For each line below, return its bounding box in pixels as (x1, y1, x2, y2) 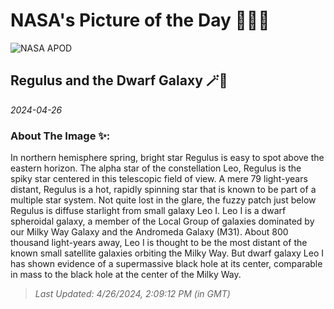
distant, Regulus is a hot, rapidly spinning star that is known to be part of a (10, 184, 317, 196)
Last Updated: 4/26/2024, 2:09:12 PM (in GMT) (34, 288, 231, 300)
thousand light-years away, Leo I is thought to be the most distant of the (10, 237, 308, 249)
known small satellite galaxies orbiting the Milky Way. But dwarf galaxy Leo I (10, 247, 325, 259)
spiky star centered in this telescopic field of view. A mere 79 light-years (10, 173, 308, 185)
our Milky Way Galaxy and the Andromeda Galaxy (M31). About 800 (10, 226, 289, 238)
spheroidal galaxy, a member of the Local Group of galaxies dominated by (10, 215, 315, 228)
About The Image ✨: (10, 129, 111, 143)
